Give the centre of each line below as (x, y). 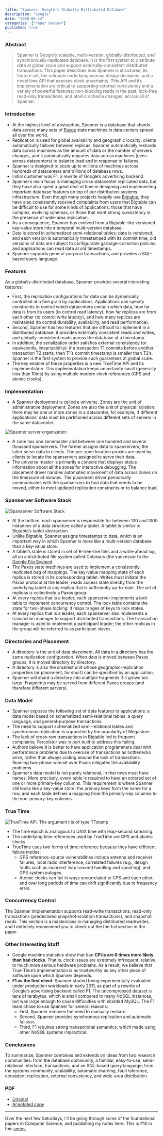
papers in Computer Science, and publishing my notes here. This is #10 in (79, 1123)
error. (25, 888)
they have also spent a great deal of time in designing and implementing (84, 186)
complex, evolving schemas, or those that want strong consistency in (81, 212)
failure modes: (26, 852)
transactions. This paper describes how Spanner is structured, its (82, 70)
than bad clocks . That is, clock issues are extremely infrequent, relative (84, 960)
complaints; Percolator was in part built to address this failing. (74, 742)
